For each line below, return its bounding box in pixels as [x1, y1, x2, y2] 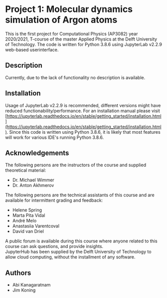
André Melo [12, 218, 37, 224]
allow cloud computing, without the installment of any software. [5, 254, 136, 260]
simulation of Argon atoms [5, 14, 118, 26]
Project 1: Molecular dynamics [5, 4, 133, 15]
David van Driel [12, 228, 44, 234]
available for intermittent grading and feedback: [5, 197, 103, 203]
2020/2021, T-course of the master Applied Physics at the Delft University [5, 36, 158, 42]
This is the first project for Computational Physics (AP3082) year [5, 31, 138, 37]
